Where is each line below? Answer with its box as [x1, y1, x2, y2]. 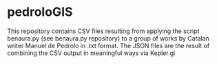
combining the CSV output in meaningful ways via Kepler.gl [7, 49, 176, 57]
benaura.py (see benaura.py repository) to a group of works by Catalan [7, 34, 209, 42]
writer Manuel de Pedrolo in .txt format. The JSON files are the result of [7, 41, 210, 50]
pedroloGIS [7, 4, 73, 20]
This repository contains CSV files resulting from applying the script [7, 27, 200, 35]
